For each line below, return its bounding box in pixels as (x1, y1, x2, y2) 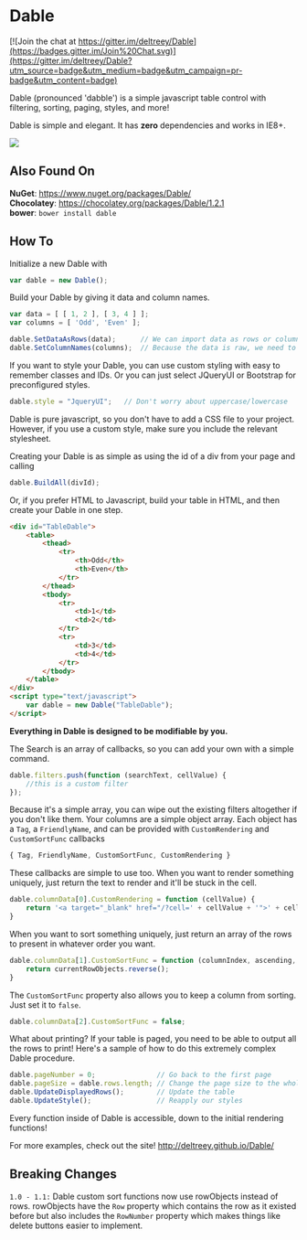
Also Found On (9, 164, 96, 179)
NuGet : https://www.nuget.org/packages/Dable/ (9, 187, 192, 198)
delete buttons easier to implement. (9, 1220, 143, 1231)
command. (9, 753, 50, 764)
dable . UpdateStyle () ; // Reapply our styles (9, 1096, 244, 1106)
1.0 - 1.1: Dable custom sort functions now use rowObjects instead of (9, 1191, 279, 1202)
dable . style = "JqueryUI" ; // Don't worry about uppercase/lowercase (9, 397, 288, 406)
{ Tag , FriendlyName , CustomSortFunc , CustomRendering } (9, 851, 231, 861)
